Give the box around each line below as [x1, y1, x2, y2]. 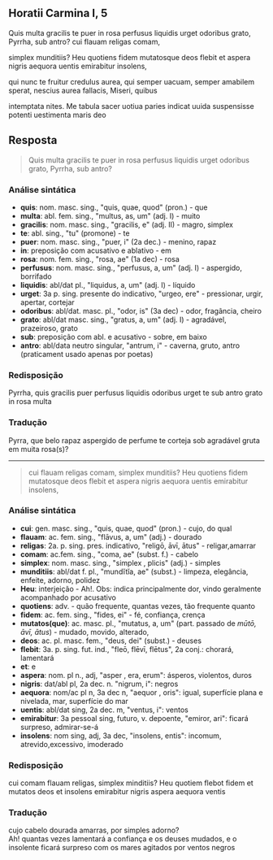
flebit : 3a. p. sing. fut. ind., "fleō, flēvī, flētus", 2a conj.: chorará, [19, 644, 234, 654]
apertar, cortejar [19, 297, 75, 307]
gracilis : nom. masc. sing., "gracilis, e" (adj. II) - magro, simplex [19, 219, 234, 229]
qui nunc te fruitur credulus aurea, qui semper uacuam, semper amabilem [8, 76, 254, 86]
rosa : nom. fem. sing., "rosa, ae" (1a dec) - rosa [19, 254, 180, 263]
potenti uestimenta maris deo [8, 110, 107, 119]
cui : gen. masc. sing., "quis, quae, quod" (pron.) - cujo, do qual [19, 523, 232, 533]
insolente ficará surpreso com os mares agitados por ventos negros [8, 843, 236, 853]
